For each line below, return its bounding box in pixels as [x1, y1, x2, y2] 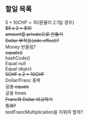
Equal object [5, 66, 32, 72]
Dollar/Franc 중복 [5, 77, 41, 83]
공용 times [5, 89, 27, 96]
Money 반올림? [5, 44, 36, 50]
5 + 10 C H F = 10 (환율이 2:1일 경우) [5, 19, 74, 25]
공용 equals [5, 83, 29, 89]
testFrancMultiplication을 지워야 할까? [5, 109, 83, 115]
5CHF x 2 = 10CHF [5, 71, 45, 77]
